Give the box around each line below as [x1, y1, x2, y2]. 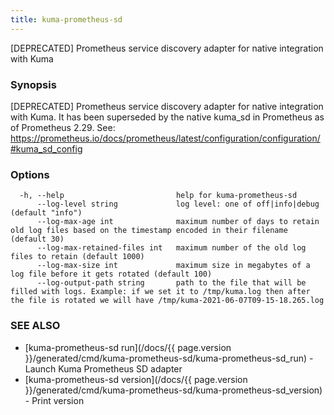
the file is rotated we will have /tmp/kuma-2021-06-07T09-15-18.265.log [10, 296, 325, 306]
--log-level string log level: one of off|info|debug [36, 199, 320, 210]
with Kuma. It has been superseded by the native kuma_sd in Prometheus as [10, 111, 325, 123]
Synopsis [10, 77, 57, 91]
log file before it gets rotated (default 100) [10, 269, 213, 280]
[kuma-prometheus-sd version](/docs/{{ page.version [24, 373, 248, 385]
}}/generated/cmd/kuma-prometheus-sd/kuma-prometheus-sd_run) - [24, 352, 314, 364]
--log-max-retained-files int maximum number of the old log [36, 243, 307, 253]
